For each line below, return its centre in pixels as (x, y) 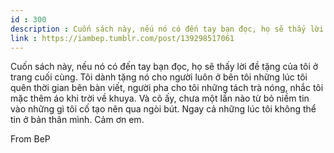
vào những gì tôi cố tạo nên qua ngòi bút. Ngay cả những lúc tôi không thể (163, 109)
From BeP (30, 139)
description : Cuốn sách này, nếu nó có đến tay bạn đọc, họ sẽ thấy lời (167, 29)
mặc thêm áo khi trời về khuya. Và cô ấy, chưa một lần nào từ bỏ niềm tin (160, 98)
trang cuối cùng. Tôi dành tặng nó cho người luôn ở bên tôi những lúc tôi (159, 77)
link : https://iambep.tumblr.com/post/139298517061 (122, 38)
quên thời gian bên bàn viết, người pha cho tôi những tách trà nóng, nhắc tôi (167, 88)
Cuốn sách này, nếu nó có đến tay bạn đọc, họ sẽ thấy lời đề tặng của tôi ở (164, 67)
